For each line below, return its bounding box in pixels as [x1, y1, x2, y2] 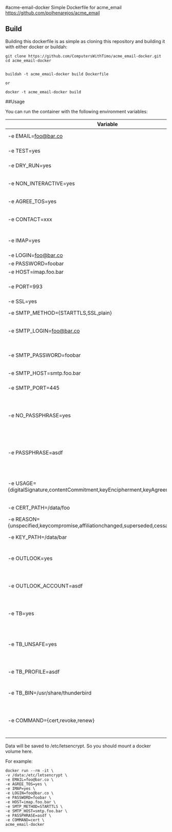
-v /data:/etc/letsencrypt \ [5, 773, 68, 778]
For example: [5, 758, 33, 764]
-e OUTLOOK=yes [8, 555, 53, 562]
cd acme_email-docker [5, 58, 52, 63]
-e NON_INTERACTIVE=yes [8, 179, 75, 187]
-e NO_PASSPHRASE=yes [8, 412, 71, 419]
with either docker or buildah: [5, 44, 68, 50]
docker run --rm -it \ [5, 768, 54, 773]
